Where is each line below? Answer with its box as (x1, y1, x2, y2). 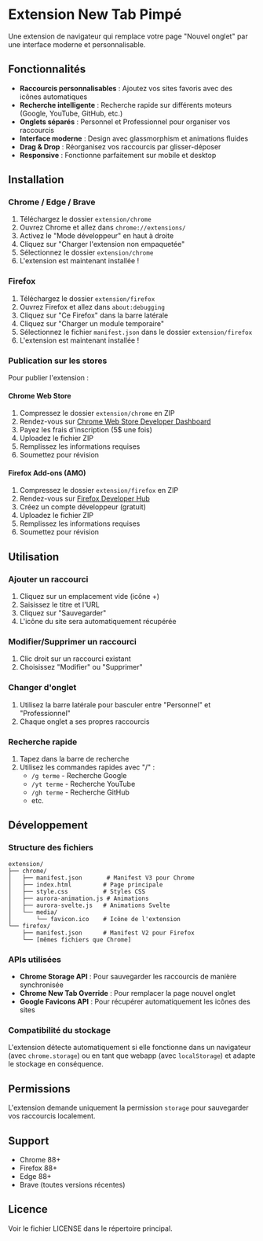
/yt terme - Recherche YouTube (31, 780, 136, 789)
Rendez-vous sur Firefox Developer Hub (19, 494, 151, 504)
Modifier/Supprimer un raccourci (8, 637, 137, 648)
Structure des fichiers (8, 843, 94, 854)
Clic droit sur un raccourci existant (19, 654, 131, 663)
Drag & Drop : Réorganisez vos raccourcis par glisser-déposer (19, 141, 221, 151)
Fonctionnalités (8, 63, 86, 76)
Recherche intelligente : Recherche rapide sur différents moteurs (19, 100, 232, 109)
